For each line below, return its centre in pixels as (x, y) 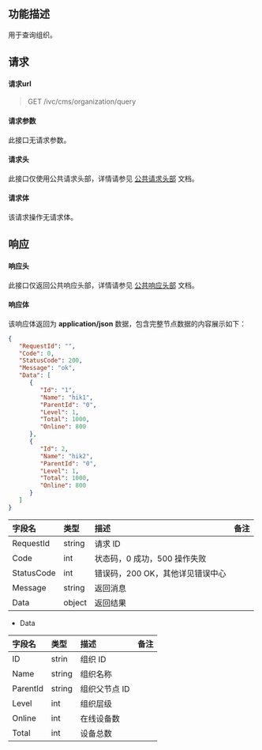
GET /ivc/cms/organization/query (82, 102)
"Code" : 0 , (37, 353)
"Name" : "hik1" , (66, 398)
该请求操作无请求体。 (43, 217)
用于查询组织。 (32, 35)
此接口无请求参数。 (39, 140)
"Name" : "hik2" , (66, 456)
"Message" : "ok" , (47, 368)
